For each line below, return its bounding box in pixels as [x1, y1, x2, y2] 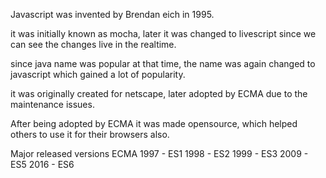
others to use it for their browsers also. [10, 129, 170, 140]
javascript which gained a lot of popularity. [10, 69, 186, 80]
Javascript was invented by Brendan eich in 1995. [10, 9, 215, 20]
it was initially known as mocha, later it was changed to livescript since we [10, 28, 317, 39]
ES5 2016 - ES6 [10, 159, 75, 170]
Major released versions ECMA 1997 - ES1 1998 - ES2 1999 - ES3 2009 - [10, 148, 309, 159]
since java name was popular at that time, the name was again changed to [10, 58, 316, 69]
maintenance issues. [10, 99, 95, 110]
